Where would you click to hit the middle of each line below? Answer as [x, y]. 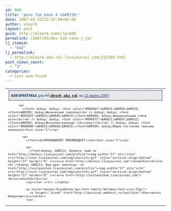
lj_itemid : [17, 43]
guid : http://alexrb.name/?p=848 [41, 34]
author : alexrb [21, 24]
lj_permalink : [20, 52]
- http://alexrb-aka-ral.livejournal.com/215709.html [68, 57]
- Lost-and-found [28, 76]
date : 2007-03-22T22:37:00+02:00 [41, 19]
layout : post [19, 29]
